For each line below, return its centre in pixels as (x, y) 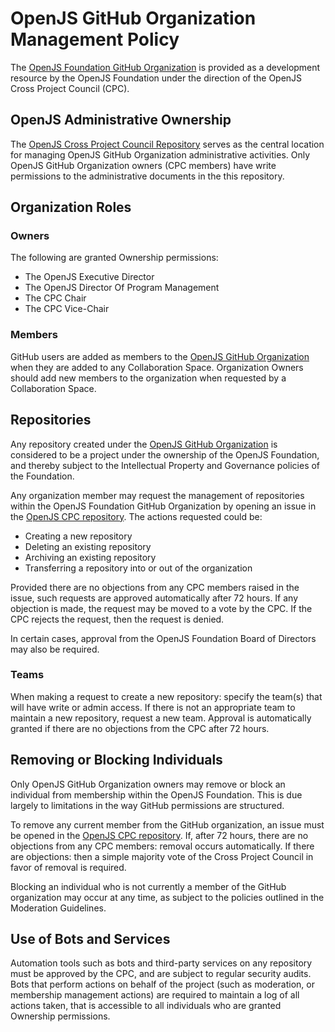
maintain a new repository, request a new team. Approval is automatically (161, 718)
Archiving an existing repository (90, 557)
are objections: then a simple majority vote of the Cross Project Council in (162, 856)
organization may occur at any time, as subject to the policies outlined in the (167, 897)
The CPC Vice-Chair (67, 309)
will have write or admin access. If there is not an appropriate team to (153, 707)
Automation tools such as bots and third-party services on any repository (161, 963)
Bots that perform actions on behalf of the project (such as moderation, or (162, 984)
